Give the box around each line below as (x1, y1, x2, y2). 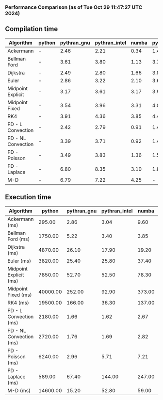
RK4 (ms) (7, 299, 29, 306)
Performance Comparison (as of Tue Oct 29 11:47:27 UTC (5, 4, 143, 11)
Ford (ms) (7, 236, 30, 242)
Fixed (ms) (7, 291, 33, 298)
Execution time (5, 193, 51, 201)
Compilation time (5, 25, 58, 33)
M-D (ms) (7, 387, 31, 394)
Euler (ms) (7, 257, 32, 264)
